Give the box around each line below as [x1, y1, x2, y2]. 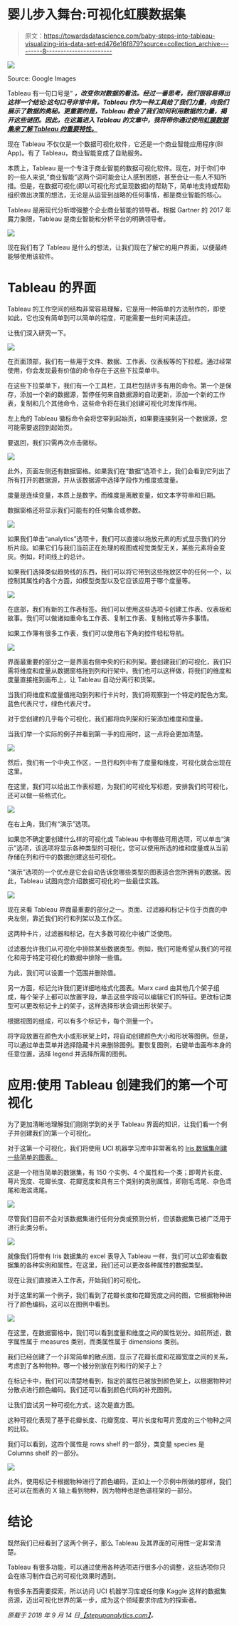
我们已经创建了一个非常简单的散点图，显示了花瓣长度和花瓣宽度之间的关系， [7, 1352, 232, 1361]
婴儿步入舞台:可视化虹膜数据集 [7, 6, 186, 23]
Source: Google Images [7, 74, 77, 83]
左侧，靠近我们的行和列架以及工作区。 [13, 914, 126, 922]
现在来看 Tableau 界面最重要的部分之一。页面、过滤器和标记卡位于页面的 [7, 905, 222, 913]
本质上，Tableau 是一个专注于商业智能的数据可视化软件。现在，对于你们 [7, 163, 220, 172]
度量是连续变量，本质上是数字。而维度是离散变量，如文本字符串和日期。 [7, 490, 219, 499]
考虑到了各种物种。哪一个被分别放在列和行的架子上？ [7, 1361, 164, 1369]
